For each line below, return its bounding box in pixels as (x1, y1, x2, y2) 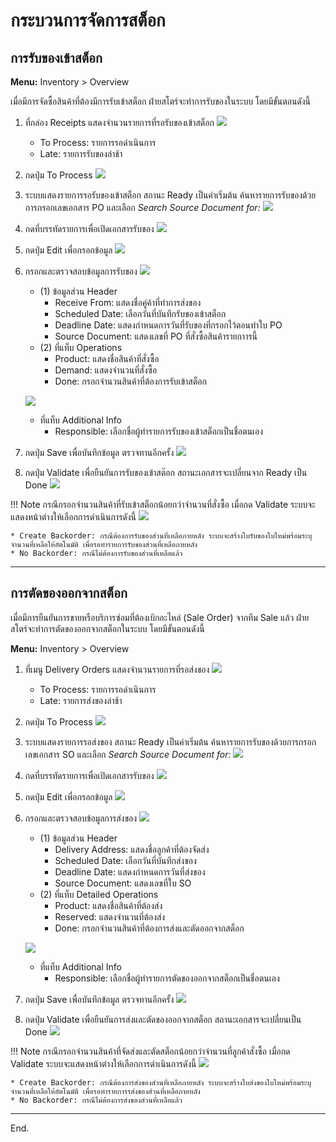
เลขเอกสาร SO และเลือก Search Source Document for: (24, 748, 232, 760)
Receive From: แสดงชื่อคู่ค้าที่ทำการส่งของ (54, 297, 202, 308)
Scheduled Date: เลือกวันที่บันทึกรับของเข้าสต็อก (54, 308, 227, 319)
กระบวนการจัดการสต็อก (10, 9, 166, 32)
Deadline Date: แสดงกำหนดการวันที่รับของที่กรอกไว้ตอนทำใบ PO (54, 319, 283, 331)
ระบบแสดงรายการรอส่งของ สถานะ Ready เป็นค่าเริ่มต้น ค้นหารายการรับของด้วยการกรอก (24, 735, 317, 748)
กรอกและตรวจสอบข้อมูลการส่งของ (24, 812, 138, 824)
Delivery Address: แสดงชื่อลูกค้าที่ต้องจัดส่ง (54, 843, 210, 855)
